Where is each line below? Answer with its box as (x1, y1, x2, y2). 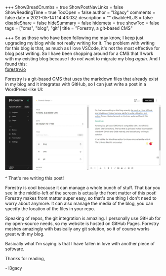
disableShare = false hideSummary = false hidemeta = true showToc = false (5, 20, 160, 26)
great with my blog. (5, 231, 44, 237)
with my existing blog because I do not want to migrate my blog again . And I (5, 56, 160, 61)
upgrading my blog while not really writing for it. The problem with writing (5, 40, 155, 46)
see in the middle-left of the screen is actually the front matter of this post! (5, 190, 157, 196)
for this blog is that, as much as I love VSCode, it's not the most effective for (5, 46, 160, 51)
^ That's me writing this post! (5, 175, 64, 181)
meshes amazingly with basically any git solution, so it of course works (5, 226, 150, 232)
